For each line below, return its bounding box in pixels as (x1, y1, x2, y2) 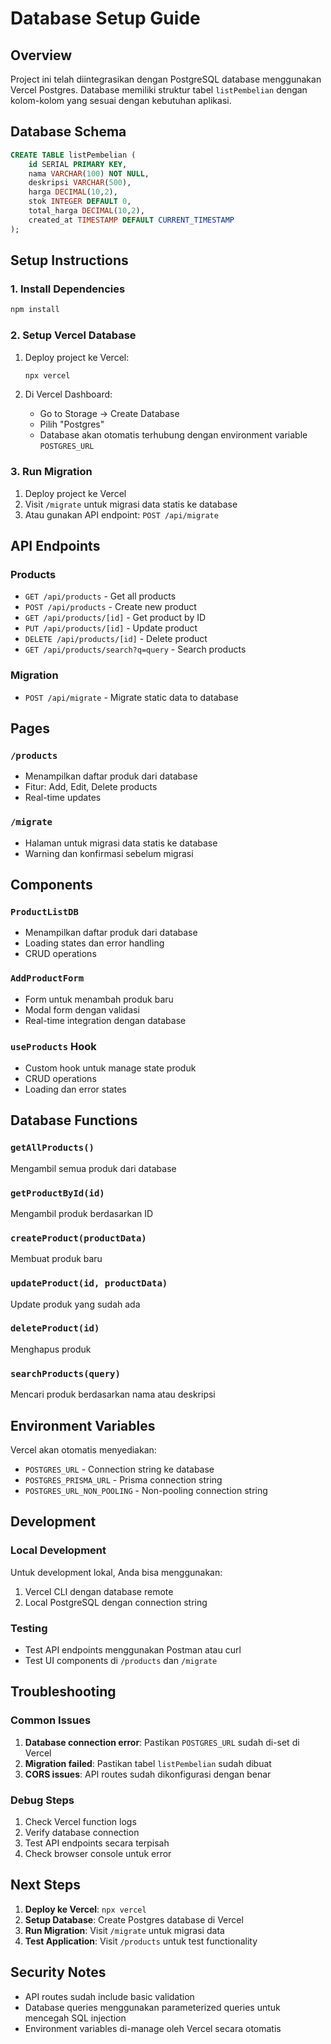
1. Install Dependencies (10, 282, 126, 296)
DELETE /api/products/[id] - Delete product (24, 633, 208, 645)
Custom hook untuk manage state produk (24, 1062, 197, 1074)
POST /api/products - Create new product (24, 601, 197, 613)
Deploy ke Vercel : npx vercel (24, 1903, 147, 1915)
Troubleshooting (10, 1683, 117, 1701)
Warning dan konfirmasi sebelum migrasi (24, 847, 194, 859)
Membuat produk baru (10, 1253, 103, 1265)
